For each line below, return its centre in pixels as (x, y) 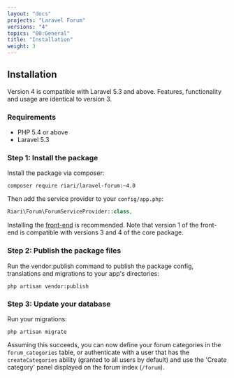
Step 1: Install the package (53, 158)
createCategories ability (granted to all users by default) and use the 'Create (117, 359)
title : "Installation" (40, 40)
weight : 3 (22, 46)
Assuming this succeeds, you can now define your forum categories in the (114, 344)
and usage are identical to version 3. (60, 99)
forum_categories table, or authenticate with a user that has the (98, 352)
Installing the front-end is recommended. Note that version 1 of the (103, 225)
